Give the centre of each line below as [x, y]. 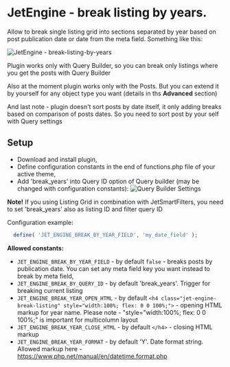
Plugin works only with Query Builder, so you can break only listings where [113, 65]
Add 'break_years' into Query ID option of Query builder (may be [108, 181]
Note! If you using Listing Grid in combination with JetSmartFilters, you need [115, 202]
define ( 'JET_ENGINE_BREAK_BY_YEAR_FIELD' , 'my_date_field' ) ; [105, 235]
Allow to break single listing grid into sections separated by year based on [112, 32]
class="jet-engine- [189, 298]
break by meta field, [45, 276]
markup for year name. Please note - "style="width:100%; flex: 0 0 [111, 312]
